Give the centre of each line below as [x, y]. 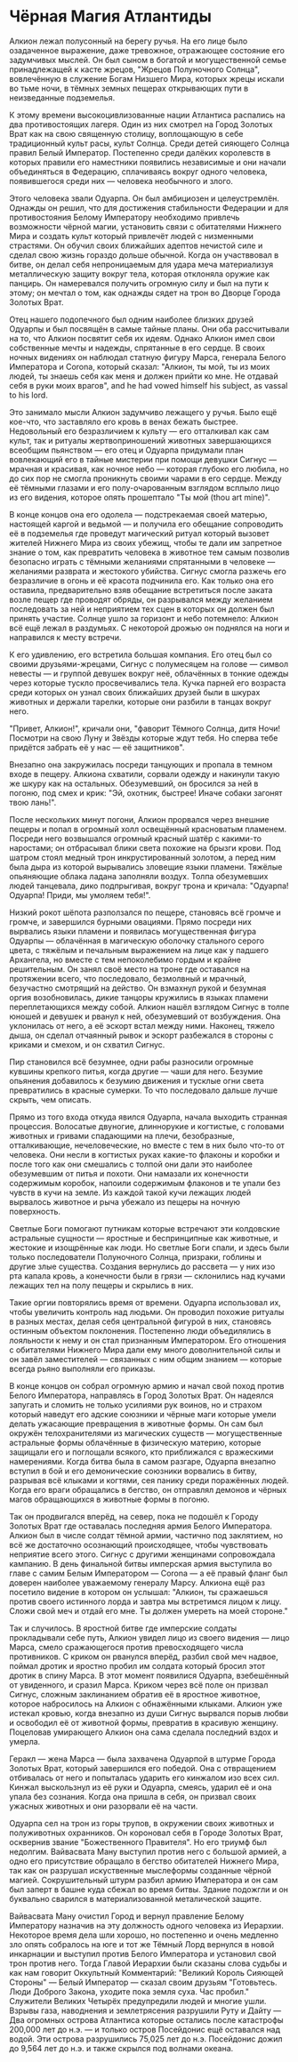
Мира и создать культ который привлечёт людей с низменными [131, 236]
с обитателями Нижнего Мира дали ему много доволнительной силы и [145, 1350]
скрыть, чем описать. [50, 1099]
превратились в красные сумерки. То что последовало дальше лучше [144, 1090]
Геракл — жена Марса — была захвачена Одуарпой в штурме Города [142, 1759]
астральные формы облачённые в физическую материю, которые [135, 1442]
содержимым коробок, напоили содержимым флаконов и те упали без [145, 1183]
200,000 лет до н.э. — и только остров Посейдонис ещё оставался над [145, 2029]
